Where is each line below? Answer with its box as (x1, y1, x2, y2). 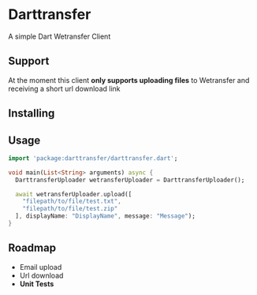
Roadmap (8, 241, 57, 255)
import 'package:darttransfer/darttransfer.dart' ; (8, 154, 178, 162)
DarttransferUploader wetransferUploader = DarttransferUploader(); (15, 176, 245, 184)
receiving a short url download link (8, 84, 121, 93)
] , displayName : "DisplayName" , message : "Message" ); (15, 212, 196, 220)
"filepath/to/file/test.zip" (22, 205, 118, 213)
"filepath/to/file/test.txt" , (22, 197, 122, 206)
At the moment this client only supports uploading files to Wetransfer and (8, 75, 250, 84)
